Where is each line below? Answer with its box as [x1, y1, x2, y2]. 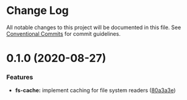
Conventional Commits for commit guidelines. [6, 30, 121, 37]
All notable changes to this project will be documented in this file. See [6, 24, 182, 31]
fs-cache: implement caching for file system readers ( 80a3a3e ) [15, 87, 176, 94]
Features [6, 73, 34, 82]
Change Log [6, 4, 69, 18]
